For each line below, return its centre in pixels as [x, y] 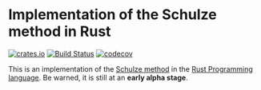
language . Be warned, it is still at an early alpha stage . [98, 77]
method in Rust [60, 31]
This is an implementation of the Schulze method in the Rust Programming [131, 68]
